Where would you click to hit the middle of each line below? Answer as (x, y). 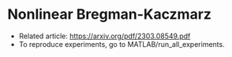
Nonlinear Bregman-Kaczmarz (110, 14)
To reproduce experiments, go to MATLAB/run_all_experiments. (122, 44)
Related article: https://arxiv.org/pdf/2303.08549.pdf (105, 36)
